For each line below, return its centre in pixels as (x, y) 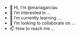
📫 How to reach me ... (32, 28)
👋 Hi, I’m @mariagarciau (34, 8)
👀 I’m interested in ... (30, 13)
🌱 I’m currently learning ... (35, 18)
